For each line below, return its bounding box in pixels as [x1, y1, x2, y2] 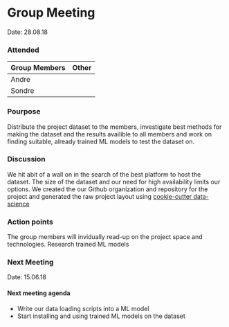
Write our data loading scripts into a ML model [17, 304, 149, 312]
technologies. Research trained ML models [7, 240, 129, 249]
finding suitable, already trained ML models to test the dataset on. [7, 137, 195, 145]
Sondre [10, 86, 35, 96]
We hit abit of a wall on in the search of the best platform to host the [7, 170, 201, 178]
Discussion [7, 154, 46, 164]
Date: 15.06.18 [7, 273, 47, 281]
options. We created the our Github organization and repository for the [7, 185, 208, 193]
